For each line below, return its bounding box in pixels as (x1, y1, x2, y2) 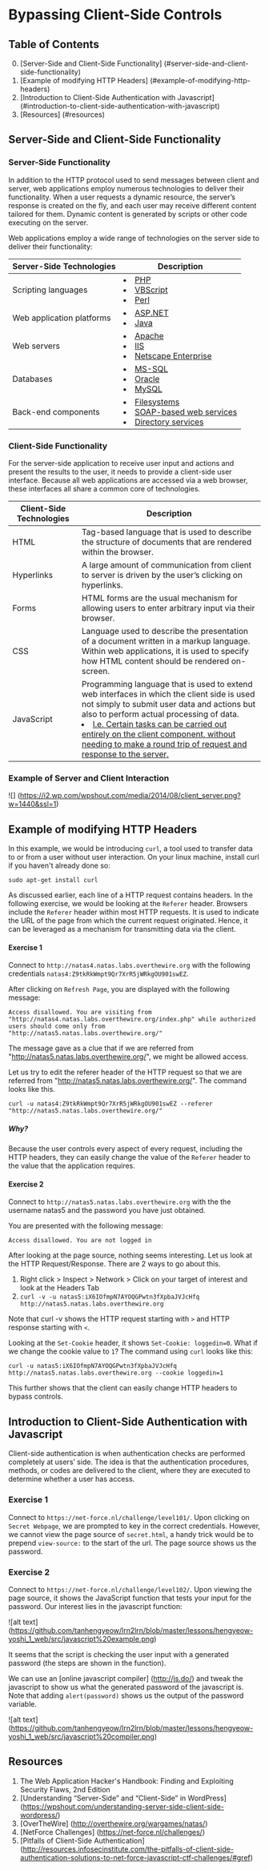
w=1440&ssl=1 (8, 799, 57, 809)
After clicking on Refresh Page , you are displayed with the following (8, 985, 231, 994)
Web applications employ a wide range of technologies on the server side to (8, 233, 260, 243)
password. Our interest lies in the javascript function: (8, 1601, 183, 1611)
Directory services (134, 416, 204, 427)
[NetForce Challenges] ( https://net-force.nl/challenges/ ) (19, 1827, 206, 1836)
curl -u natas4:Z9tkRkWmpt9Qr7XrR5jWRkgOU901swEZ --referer (8, 1100, 214, 1108)
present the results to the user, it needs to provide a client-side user (8, 467, 232, 476)
